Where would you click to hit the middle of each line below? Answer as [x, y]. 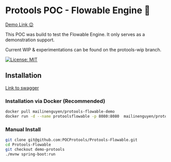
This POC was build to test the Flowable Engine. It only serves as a [75, 34]
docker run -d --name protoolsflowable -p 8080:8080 [62, 116]
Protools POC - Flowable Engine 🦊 [78, 10]
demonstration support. [30, 40]
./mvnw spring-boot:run [31, 154]
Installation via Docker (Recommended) [55, 101]
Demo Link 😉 [20, 24]
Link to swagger [22, 88]
